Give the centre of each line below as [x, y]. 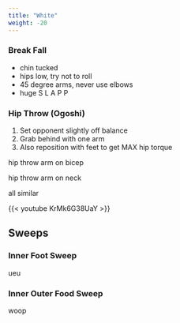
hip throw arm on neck [45, 178]
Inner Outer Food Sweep [56, 293]
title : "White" [33, 15]
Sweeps [28, 233]
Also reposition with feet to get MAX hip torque [96, 148]
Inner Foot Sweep [43, 256]
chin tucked [39, 67]
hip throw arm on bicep [46, 163]
